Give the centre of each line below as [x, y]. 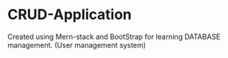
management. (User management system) [77, 44]
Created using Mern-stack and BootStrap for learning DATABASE [114, 37]
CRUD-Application [70, 15]
